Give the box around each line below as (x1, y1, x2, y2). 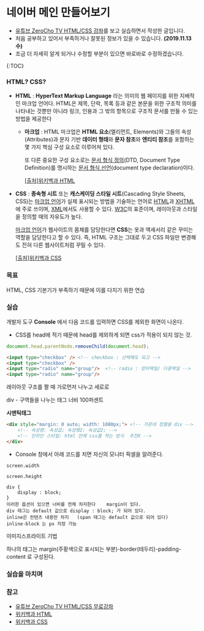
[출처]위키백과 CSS (15, 255, 62, 262)
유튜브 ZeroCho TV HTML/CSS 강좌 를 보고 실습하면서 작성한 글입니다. (15, 27, 186, 34)
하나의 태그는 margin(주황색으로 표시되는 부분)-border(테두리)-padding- (6, 545, 182, 553)
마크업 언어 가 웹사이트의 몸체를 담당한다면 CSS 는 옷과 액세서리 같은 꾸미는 (15, 226, 194, 233)
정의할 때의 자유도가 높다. (21, 213, 83, 220)
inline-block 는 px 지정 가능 (6, 521, 77, 527)
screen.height (6, 473, 43, 479)
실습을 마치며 (6, 570, 43, 578)
